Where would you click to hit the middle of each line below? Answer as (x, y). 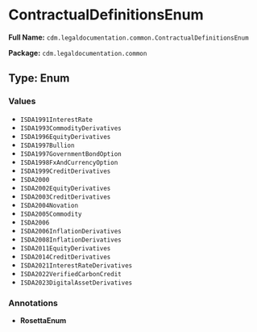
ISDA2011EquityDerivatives (65, 248)
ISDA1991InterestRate (56, 120)
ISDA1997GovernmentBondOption (71, 154)
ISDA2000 (35, 179)
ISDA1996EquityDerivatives (65, 137)
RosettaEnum (43, 320)
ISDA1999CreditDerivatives (65, 171)
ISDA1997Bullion (47, 145)
